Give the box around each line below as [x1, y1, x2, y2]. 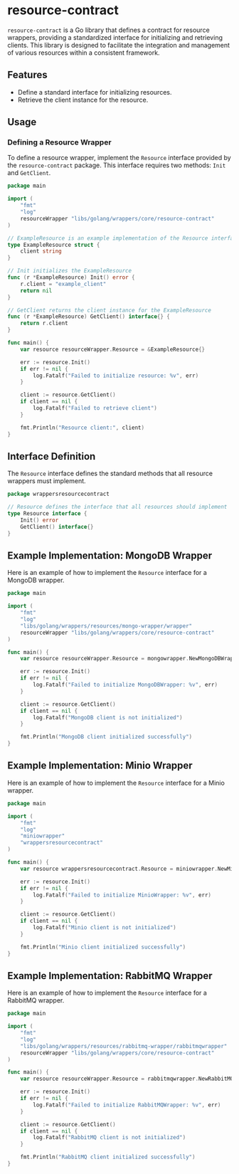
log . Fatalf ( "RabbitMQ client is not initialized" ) [33, 1134, 186, 1141]
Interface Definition [7, 450, 96, 462]
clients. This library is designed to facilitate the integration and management [7, 41, 230, 49]
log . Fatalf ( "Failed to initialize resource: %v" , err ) [33, 372, 199, 379]
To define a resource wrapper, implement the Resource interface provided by [7, 154, 231, 162]
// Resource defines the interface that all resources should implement [7, 504, 228, 511]
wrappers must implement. [7, 477, 87, 485]
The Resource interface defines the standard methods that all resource [7, 469, 213, 478]
